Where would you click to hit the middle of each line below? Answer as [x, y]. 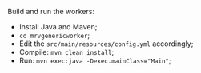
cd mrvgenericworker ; [54, 35]
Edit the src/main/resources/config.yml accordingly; [106, 44]
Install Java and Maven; [58, 27]
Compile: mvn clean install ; [66, 52]
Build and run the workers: [51, 12]
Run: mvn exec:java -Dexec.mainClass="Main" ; [95, 60]
